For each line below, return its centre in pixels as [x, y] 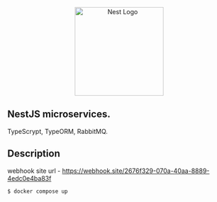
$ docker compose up [38, 191]
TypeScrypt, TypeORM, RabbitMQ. [58, 131]
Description [34, 153]
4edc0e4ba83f [29, 178]
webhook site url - [34, 171]
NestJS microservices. [59, 114]
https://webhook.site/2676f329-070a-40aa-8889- [136, 171]
